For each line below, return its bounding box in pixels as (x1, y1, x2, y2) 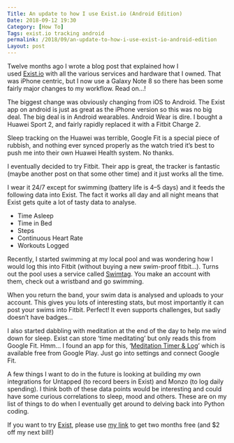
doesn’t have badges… (7, 313, 73, 321)
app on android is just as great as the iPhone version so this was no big (7, 106, 212, 113)
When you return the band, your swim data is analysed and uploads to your (7, 291, 224, 299)
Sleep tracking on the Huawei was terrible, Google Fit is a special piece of (7, 134, 220, 142)
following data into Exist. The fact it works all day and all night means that (7, 190, 219, 199)
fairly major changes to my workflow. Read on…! (7, 85, 147, 92)
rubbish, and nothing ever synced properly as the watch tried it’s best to (7, 141, 215, 149)
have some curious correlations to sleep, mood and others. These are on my (7, 393, 227, 400)
